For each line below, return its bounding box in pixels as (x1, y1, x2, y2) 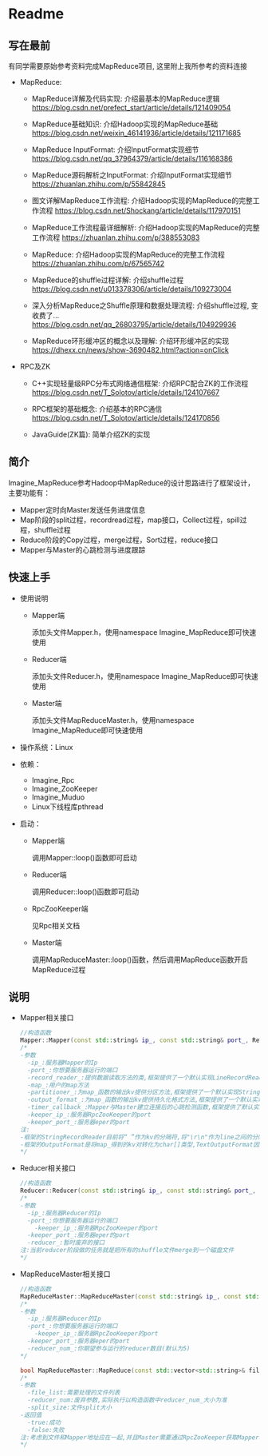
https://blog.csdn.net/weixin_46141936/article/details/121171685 (31, 129, 242, 138)
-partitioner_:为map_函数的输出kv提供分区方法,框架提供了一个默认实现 (27, 1088, 239, 1096)
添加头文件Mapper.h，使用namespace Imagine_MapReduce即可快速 (31, 627, 257, 636)
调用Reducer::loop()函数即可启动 (31, 887, 140, 896)
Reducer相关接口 (19, 1163, 77, 1173)
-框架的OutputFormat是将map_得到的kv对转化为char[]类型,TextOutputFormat (19, 1140, 254, 1148)
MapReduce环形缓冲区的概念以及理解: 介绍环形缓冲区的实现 (31, 337, 230, 345)
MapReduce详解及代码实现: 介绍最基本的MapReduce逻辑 (31, 94, 220, 103)
